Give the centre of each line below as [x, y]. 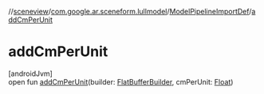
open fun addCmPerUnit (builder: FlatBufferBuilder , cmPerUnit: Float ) [121, 81]
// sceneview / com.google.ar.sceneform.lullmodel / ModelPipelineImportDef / [130, 11]
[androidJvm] [31, 73]
